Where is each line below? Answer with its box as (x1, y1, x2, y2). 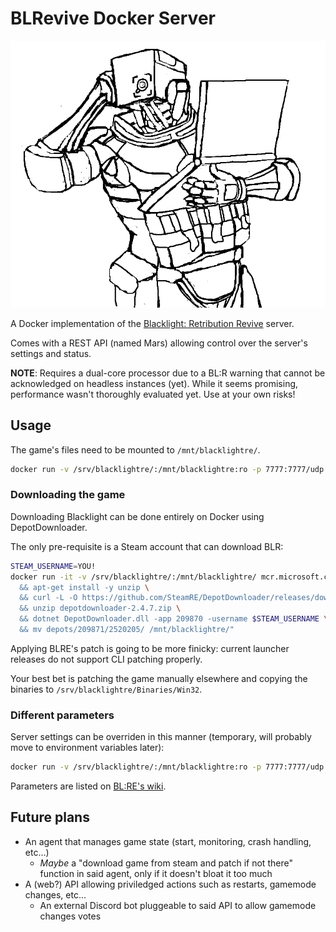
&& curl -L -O (19, 593, 78, 603)
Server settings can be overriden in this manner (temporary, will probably (10, 731, 312, 743)
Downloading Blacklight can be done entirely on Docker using (10, 510, 265, 522)
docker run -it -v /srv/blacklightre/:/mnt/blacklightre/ (10, 572, 257, 582)
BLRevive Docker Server (10, 7, 216, 30)
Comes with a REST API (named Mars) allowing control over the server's (10, 337, 308, 349)
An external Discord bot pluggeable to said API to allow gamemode (39, 899, 317, 911)
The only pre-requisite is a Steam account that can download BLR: (10, 540, 284, 552)
